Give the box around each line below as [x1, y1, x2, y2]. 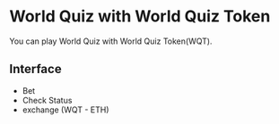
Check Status [22, 95, 73, 105]
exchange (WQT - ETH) [22, 104, 109, 115]
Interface [9, 62, 62, 77]
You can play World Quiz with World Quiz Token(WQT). [9, 36, 213, 46]
